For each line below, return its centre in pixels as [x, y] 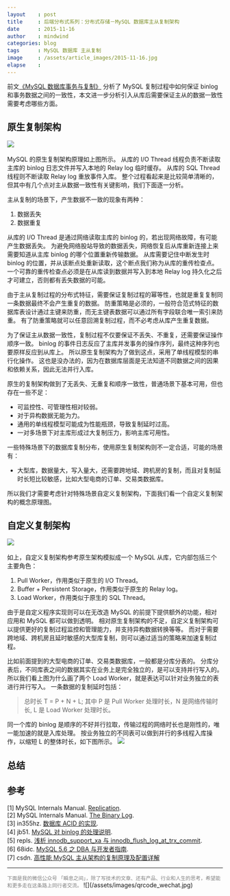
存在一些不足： [28, 392]
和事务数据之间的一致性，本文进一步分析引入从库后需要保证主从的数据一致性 [115, 95]
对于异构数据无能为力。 [50, 415]
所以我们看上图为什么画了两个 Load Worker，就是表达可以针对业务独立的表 [113, 678]
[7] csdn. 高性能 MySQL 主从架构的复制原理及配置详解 [84, 858]
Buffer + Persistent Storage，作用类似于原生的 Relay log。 [99, 589]
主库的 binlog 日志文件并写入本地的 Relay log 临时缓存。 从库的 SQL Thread [114, 167]
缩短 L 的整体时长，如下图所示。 [71, 742]
